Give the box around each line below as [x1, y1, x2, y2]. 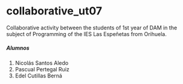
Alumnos [6, 44, 30, 52]
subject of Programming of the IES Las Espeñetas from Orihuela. [6, 30, 167, 37]
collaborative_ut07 [6, 4, 103, 18]
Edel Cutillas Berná [14, 72, 62, 79]
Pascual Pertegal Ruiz [14, 65, 69, 73]
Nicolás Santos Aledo [14, 59, 69, 67]
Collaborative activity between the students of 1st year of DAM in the [6, 24, 178, 31]
